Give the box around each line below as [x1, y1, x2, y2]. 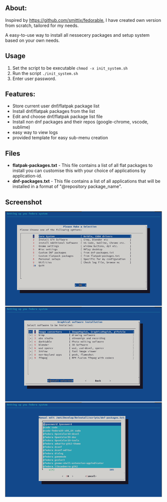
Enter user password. [12, 76, 56, 82]
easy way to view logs [12, 129, 58, 136]
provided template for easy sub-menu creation [12, 135, 108, 141]
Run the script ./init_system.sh [12, 70, 79, 76]
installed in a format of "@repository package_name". [12, 183, 122, 189]
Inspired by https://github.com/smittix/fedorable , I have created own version [5, 17, 162, 23]
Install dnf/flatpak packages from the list [12, 108, 95, 114]
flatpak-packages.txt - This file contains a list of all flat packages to [12, 163, 153, 168]
